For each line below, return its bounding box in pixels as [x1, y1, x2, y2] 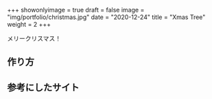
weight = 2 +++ [7, 20, 51, 28]
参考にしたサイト [7, 81, 80, 93]
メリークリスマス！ [7, 34, 62, 42]
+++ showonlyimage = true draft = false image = [7, 6, 145, 14]
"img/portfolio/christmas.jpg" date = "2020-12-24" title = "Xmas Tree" [7, 13, 206, 21]
